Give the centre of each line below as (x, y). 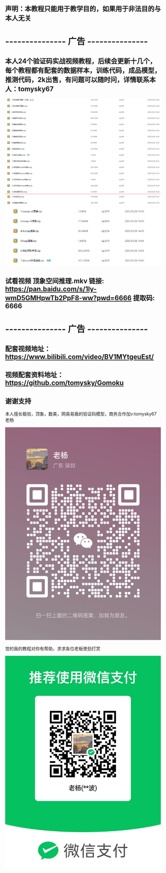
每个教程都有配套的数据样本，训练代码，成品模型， (83, 70)
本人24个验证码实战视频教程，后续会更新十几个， (81, 61)
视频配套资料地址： (34, 375)
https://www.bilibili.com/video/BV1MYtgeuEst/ (80, 357)
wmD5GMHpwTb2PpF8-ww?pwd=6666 (68, 298)
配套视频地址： (28, 349)
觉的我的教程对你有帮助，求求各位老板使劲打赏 (53, 649)
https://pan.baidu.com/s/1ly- (51, 289)
